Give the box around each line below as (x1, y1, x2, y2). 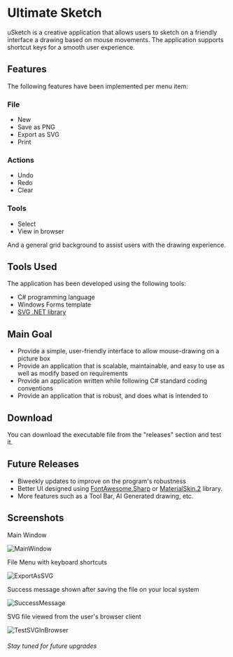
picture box (17, 354, 51, 363)
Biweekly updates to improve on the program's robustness (17, 477, 187, 485)
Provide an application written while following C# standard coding (17, 377, 208, 385)
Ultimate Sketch (7, 5, 102, 21)
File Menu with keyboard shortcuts (7, 557, 107, 566)
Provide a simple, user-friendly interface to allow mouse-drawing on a (17, 347, 220, 355)
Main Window (7, 531, 47, 539)
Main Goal (7, 328, 52, 340)
